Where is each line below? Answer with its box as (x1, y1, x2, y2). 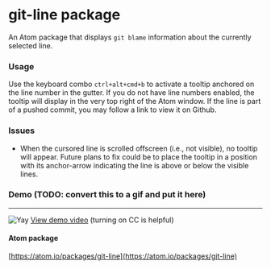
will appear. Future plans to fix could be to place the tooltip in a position (19, 151, 258, 162)
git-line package (8, 6, 121, 24)
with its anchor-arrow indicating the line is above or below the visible (19, 160, 249, 170)
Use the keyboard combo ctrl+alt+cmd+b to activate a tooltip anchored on (8, 79, 255, 89)
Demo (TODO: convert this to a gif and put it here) (8, 189, 206, 201)
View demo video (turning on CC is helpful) (30, 215, 174, 225)
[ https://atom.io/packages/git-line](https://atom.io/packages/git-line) (8, 251, 238, 261)
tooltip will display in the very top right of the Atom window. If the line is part (8, 97, 261, 106)
